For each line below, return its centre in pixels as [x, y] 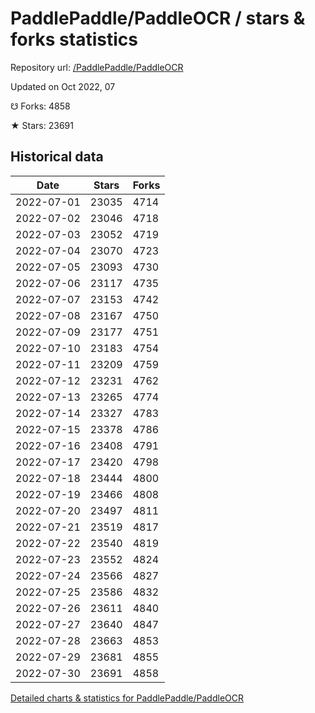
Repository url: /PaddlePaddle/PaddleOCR [97, 67]
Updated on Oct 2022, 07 [63, 86]
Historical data [57, 157]
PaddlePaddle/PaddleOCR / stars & [158, 18]
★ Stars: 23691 [42, 125]
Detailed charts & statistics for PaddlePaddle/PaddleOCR [127, 698]
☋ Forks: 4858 [40, 106]
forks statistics [74, 39]
